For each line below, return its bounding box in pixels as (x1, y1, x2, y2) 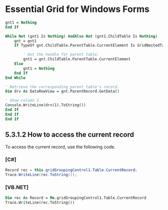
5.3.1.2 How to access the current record (5, 130, 134, 139)
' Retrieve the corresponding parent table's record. (5, 84, 120, 89)
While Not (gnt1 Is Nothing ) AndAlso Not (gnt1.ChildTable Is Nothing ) (5, 33, 157, 38)
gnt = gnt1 (14, 38, 37, 43)
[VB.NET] (5, 184, 29, 191)
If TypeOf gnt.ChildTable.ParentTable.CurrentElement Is (14, 43, 135, 48)
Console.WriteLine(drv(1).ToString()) (5, 102, 86, 108)
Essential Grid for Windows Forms (5, 3, 150, 15)
